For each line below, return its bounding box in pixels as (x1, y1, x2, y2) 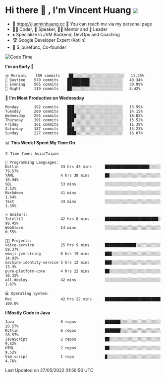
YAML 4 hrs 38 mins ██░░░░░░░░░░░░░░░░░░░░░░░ (5, 173, 161, 178)
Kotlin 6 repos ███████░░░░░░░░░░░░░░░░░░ (5, 328, 161, 333)
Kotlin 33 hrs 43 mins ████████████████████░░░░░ (5, 164, 161, 169)
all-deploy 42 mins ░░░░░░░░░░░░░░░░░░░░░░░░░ (5, 277, 161, 283)
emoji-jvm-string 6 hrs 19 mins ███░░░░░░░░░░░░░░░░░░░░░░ (5, 251, 161, 256)
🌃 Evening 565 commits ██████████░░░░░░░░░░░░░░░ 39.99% (5, 82, 143, 87)
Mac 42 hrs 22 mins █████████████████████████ (5, 296, 161, 301)
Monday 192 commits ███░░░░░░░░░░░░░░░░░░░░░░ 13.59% (5, 104, 143, 109)
